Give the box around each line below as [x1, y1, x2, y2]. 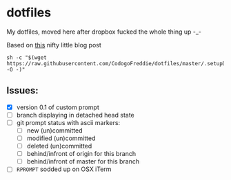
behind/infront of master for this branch [26, 157, 139, 166]
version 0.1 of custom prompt [16, 103, 99, 111]
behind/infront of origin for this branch [26, 150, 137, 158]
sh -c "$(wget [6, 54, 48, 61]
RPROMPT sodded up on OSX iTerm [16, 165, 112, 173]
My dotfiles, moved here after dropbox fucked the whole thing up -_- [6, 27, 201, 36]
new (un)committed [26, 126, 83, 135]
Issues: [6, 85, 39, 97]
